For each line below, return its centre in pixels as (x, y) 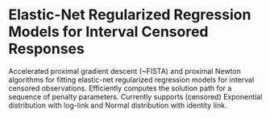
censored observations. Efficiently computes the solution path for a (120, 88)
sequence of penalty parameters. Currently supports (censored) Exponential (135, 96)
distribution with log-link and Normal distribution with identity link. (118, 105)
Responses (46, 49)
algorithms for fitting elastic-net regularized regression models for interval (131, 79)
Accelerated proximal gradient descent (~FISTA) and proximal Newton (125, 71)
